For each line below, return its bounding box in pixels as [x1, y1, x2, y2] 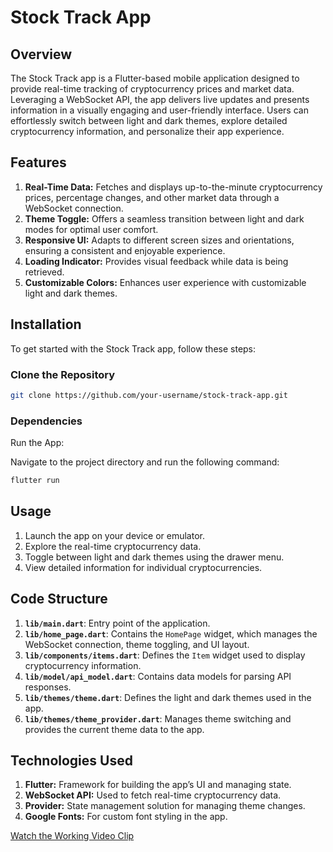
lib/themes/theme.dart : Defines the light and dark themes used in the [24, 691, 312, 703]
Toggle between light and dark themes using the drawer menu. [24, 551, 285, 563]
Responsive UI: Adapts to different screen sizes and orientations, [24, 234, 295, 246]
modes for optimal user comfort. [24, 223, 159, 235]
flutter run [10, 476, 60, 486]
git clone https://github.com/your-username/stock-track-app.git [10, 390, 288, 400]
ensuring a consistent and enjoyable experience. [24, 244, 226, 256]
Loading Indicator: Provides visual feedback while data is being [24, 255, 289, 267]
